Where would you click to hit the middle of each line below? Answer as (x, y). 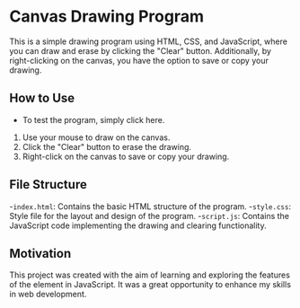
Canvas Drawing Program (107, 17)
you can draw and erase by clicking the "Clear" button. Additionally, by (141, 50)
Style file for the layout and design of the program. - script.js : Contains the (150, 216)
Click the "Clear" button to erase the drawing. (106, 146)
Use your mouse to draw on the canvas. (96, 137)
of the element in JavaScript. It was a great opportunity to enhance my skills (150, 285)
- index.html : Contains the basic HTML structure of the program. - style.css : (150, 206)
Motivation (40, 253)
